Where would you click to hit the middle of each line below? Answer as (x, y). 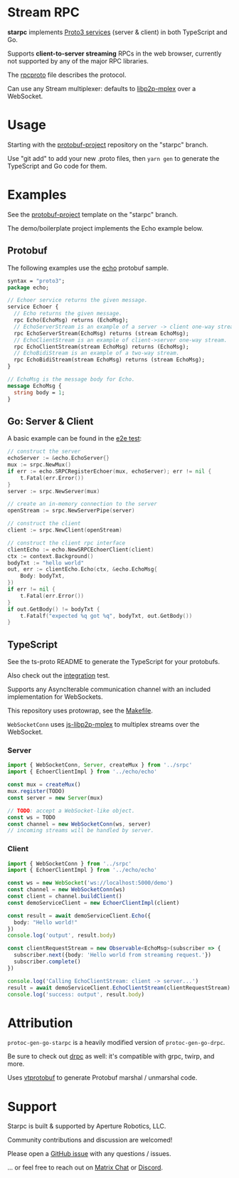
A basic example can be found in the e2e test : (75, 438)
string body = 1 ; (39, 392)
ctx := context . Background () (51, 556)
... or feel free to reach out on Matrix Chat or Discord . (85, 1167)
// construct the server (44, 452)
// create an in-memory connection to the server (83, 504)
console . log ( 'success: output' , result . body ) (76, 994)
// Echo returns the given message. (68, 314)
